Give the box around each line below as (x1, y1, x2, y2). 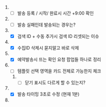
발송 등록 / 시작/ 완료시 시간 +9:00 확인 (17, 10, 94, 16)
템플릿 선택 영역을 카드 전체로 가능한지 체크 (17, 68, 101, 74)
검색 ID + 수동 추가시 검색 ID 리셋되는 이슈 (17, 33, 100, 39)
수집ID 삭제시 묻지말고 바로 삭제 (17, 45, 79, 51)
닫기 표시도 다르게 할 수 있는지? (24, 79, 86, 85)
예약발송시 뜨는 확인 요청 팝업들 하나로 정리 (17, 56, 101, 62)
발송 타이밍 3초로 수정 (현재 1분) (17, 91, 80, 97)
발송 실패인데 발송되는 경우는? (17, 22, 76, 28)
